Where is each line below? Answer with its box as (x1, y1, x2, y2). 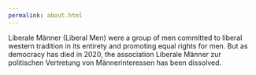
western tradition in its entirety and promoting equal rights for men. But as (8, 41, 248, 51)
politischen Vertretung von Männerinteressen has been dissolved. (8, 58, 222, 67)
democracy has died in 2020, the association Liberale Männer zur (8, 49, 222, 59)
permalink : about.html (8, 11, 83, 20)
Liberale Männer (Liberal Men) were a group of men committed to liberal (8, 33, 243, 42)
